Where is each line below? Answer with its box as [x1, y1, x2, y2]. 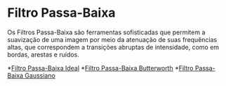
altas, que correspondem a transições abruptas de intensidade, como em [7, 43, 220, 51]
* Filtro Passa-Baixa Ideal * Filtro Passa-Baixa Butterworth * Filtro [7, 64, 194, 72]
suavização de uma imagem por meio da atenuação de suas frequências [7, 35, 218, 43]
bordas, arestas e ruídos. [7, 50, 79, 59]
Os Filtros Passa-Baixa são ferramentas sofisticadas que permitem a [7, 28, 206, 36]
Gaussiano [24, 71, 56, 80]
